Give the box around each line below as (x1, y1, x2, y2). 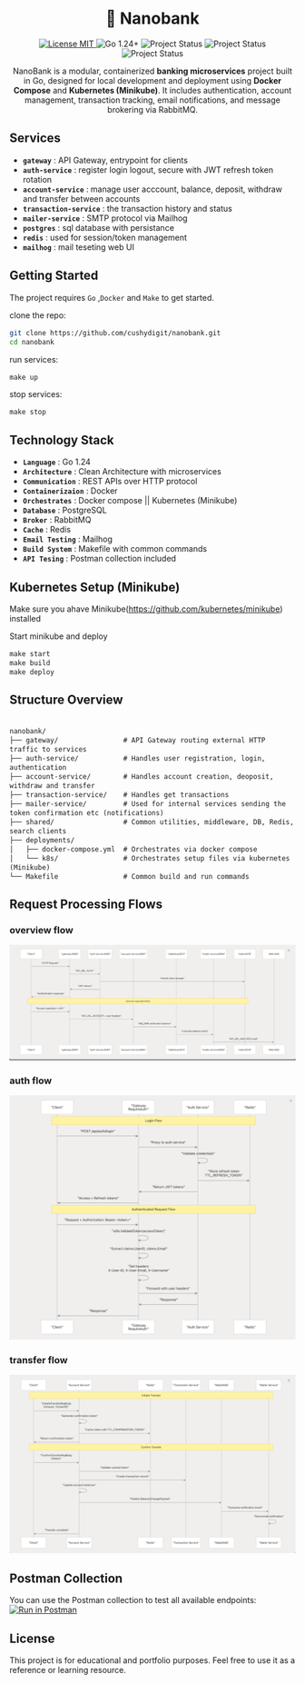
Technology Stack (9, 432, 114, 448)
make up (9, 373, 39, 383)
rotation (22, 174, 53, 184)
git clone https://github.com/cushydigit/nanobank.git (9, 328, 221, 337)
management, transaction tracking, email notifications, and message (24, 95, 281, 105)
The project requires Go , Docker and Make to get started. (9, 292, 215, 303)
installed (9, 613, 42, 623)
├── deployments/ (9, 835, 75, 844)
